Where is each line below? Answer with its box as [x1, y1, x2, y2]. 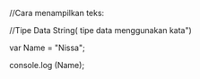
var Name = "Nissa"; [9, 42, 85, 53]
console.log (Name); [9, 60, 85, 70]
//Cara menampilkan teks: [9, 8, 105, 18]
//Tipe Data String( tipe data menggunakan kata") [9, 25, 193, 35]
